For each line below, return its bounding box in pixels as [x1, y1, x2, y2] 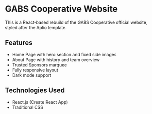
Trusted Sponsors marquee [12, 62, 67, 67]
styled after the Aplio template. [5, 24, 67, 30]
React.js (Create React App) [12, 99, 68, 105]
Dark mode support [12, 72, 51, 78]
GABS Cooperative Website [5, 3, 118, 15]
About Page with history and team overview [12, 57, 100, 63]
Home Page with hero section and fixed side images [12, 51, 117, 57]
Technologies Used [5, 86, 65, 95]
